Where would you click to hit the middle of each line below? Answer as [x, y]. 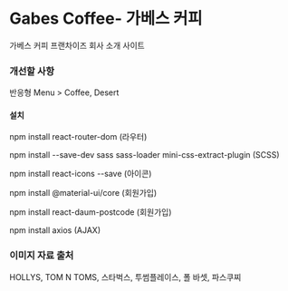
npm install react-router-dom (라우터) [78, 137]
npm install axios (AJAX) [55, 230]
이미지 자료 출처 [42, 256]
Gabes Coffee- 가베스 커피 [106, 19]
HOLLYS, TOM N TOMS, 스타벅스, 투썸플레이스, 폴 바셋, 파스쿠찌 [125, 276]
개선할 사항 [32, 71]
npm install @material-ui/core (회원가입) [83, 193]
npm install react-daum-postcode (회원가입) [91, 212]
